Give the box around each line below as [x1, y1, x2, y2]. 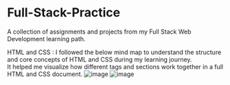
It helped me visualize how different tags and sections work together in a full [7, 62, 224, 71]
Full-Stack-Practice [7, 5, 121, 21]
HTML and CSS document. [7, 70, 83, 78]
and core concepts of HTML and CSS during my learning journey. [7, 55, 192, 63]
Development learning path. [7, 34, 86, 42]
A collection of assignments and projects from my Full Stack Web [7, 27, 192, 36]
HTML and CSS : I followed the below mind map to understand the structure [7, 48, 222, 56]
